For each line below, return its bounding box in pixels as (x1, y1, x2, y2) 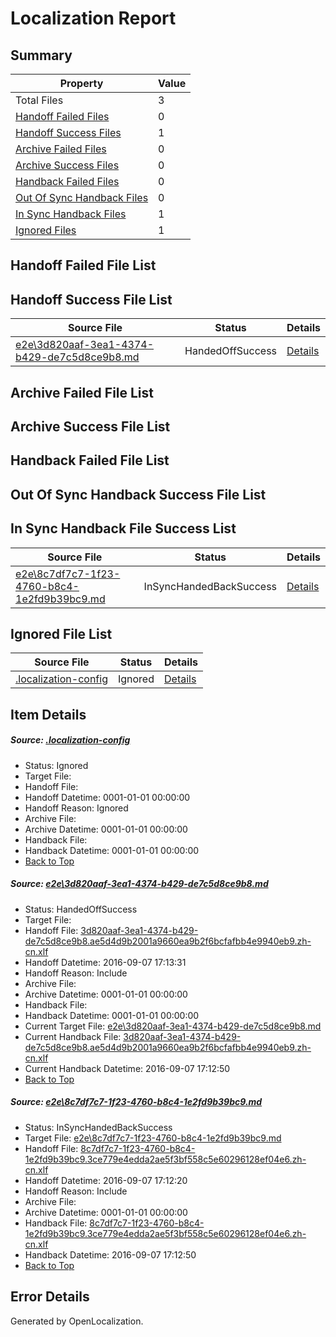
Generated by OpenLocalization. (10, 1315, 144, 1327)
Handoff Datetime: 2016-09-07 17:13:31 (24, 956, 187, 968)
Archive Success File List (10, 418, 171, 435)
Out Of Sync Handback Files (15, 191, 149, 204)
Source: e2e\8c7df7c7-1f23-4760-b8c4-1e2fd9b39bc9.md (10, 1096, 263, 1108)
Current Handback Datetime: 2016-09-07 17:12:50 (24, 1062, 231, 1074)
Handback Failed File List (10, 452, 170, 469)
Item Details (10, 706, 87, 723)
